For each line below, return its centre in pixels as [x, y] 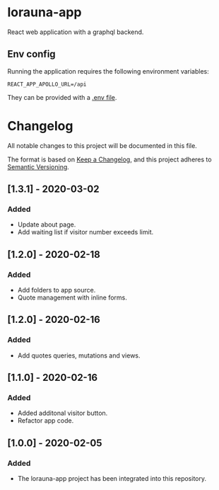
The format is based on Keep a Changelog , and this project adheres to [109, 159]
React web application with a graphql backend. [76, 32]
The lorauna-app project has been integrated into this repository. [112, 479]
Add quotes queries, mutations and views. [79, 355]
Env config [31, 54]
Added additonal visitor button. [63, 413]
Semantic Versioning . [38, 166]
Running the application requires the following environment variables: [108, 71]
